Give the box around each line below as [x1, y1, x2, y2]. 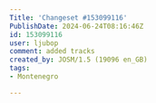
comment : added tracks [9, 47, 95, 56]
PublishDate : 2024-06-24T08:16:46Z [9, 22, 144, 31]
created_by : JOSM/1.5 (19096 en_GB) [9, 55, 148, 64]
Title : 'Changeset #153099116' [9, 13, 128, 23]
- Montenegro [9, 72, 59, 81]
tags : [9, 64, 30, 73]
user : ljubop [9, 38, 59, 48]
